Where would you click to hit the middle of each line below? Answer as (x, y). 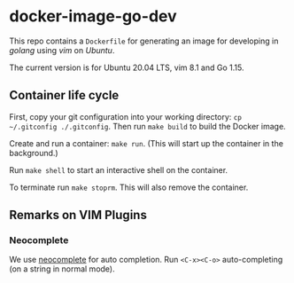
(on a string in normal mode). (62, 269)
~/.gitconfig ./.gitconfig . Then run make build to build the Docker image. (147, 126)
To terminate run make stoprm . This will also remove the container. (129, 187)
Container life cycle (64, 95)
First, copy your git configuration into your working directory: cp (125, 116)
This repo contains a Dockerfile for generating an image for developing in (144, 41)
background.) (34, 153)
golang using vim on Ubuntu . (62, 50)
